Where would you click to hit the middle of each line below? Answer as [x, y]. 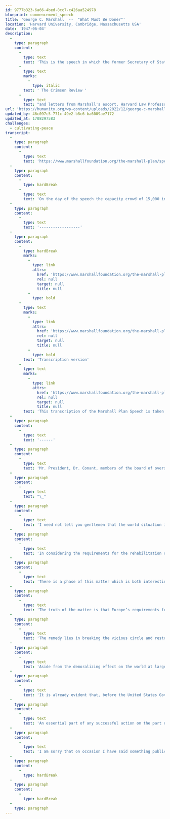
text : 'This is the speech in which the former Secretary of [89, 62]
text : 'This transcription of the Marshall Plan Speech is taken [94, 412]
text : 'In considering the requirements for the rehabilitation [93, 553]
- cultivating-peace [31, 128]
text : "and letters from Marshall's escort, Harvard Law [84, 105]
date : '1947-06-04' [26, 29]
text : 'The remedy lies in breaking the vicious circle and [88, 638]
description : [19, 34]
